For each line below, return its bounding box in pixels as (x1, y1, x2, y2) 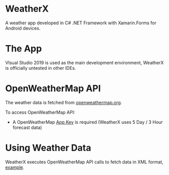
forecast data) (12, 124, 42, 130)
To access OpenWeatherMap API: (5, 109, 76, 115)
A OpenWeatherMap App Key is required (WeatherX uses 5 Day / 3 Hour (12, 119, 163, 125)
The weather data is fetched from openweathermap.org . (5, 99, 122, 105)
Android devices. (5, 25, 41, 31)
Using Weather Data (5, 142, 91, 153)
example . (5, 164, 24, 170)
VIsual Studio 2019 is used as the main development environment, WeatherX (5, 59, 164, 66)
